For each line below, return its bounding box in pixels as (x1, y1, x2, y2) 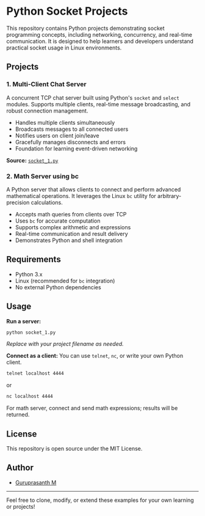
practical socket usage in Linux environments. (6, 44, 122, 51)
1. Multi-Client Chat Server (6, 80, 87, 89)
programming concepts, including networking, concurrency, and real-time (6, 31, 192, 38)
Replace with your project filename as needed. (6, 341, 124, 348)
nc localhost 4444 (6, 393, 53, 400)
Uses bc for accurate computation (15, 217, 101, 224)
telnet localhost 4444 (6, 370, 64, 377)
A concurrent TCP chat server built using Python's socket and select (6, 94, 180, 101)
